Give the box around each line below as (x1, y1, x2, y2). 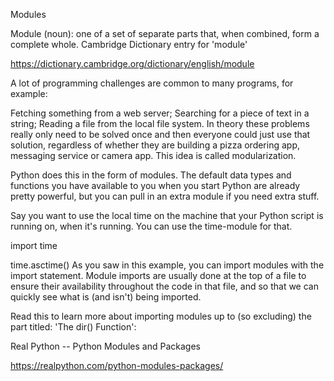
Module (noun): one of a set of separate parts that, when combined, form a (10, 28, 320, 39)
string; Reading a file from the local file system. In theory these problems (10, 118, 310, 129)
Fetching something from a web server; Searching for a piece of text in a (10, 107, 310, 119)
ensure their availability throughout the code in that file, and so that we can (10, 280, 319, 292)
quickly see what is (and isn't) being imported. (10, 291, 202, 303)
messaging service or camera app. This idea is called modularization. (10, 150, 297, 161)
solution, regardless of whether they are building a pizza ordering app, (10, 139, 300, 151)
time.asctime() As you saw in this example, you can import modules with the (10, 259, 325, 271)
